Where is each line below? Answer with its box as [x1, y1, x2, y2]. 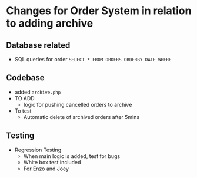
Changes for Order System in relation [6, 4, 192, 18]
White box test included [23, 159, 81, 166]
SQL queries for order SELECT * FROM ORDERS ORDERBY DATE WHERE [14, 56, 172, 62]
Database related [6, 40, 71, 50]
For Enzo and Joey [23, 165, 69, 172]
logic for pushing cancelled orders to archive [23, 101, 132, 108]
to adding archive [6, 17, 94, 30]
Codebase [6, 72, 45, 83]
